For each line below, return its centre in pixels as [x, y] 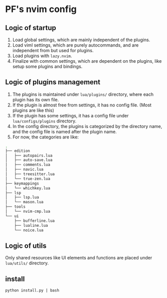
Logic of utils [26, 246]
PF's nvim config [41, 9]
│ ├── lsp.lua [22, 197]
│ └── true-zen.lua [28, 179]
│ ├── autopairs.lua [29, 156]
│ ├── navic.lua [24, 170]
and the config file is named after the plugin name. [64, 131]
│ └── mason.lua [24, 202]
